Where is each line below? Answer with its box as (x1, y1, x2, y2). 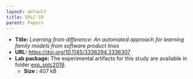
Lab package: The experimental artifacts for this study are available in (14, 55, 188, 62)
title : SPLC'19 (6, 14, 44, 20)
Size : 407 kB (23, 68, 57, 75)
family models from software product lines (14, 42, 120, 49)
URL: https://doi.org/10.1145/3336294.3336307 (14, 49, 131, 56)
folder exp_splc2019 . (14, 61, 66, 68)
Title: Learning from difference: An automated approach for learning (14, 36, 185, 43)
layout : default (6, 8, 46, 15)
